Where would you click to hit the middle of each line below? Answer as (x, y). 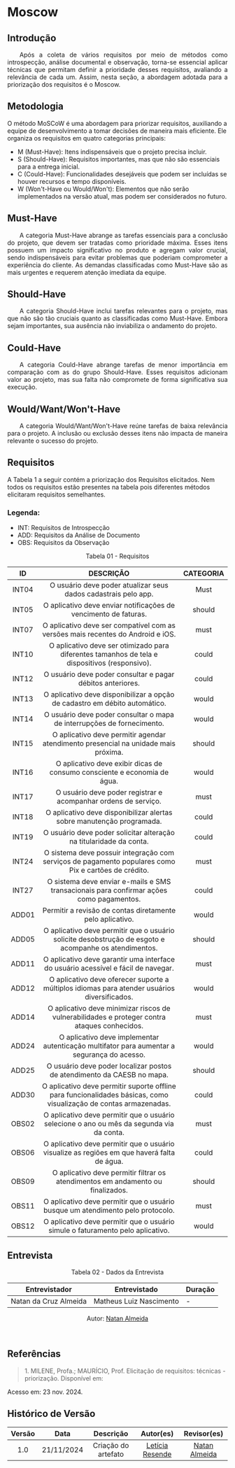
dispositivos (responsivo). (109, 663)
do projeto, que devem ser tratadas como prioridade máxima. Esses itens (117, 243)
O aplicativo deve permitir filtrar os (109, 1173)
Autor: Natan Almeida (117, 1318)
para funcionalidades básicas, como (109, 1095)
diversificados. (109, 997)
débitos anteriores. (109, 683)
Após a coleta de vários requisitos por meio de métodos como (124, 55)
